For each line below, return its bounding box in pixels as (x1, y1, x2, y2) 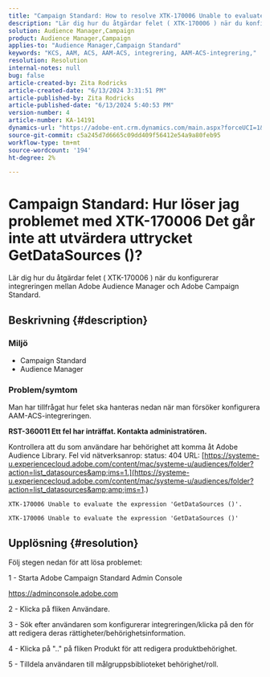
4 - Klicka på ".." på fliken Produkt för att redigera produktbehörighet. (8, 643, 238, 653)
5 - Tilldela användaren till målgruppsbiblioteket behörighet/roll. (8, 659, 219, 669)
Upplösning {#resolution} (8, 536, 139, 550)
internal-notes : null (8, 64, 81, 72)
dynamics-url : (8, 124, 56, 132)
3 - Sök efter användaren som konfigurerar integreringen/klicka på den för (8, 619, 255, 629)
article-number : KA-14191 (8, 116, 95, 124)
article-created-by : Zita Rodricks (8, 79, 128, 87)
